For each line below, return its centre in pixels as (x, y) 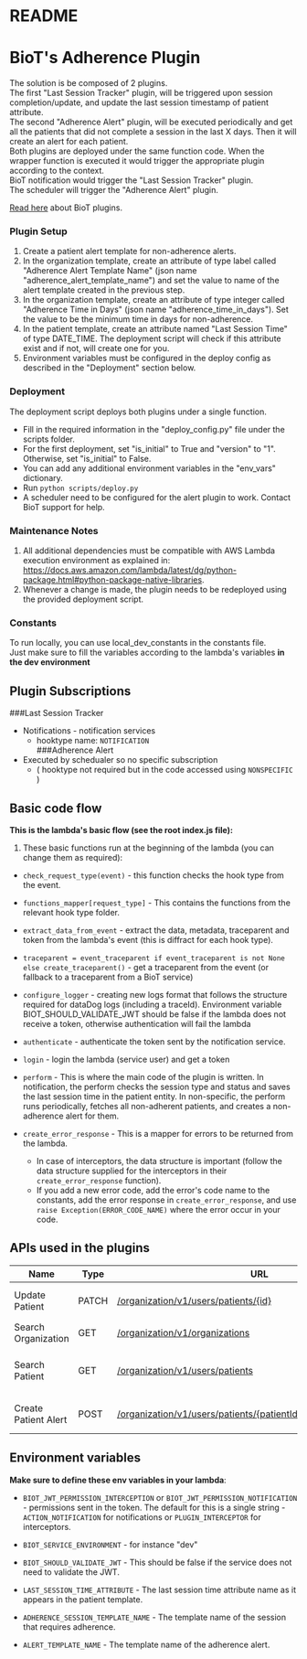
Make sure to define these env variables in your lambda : (118, 1480)
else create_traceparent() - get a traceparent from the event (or (146, 967)
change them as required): (73, 857)
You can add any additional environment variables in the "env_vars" (149, 468)
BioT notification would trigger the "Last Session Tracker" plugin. (132, 180)
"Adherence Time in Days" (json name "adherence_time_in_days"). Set (156, 310)
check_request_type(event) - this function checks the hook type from (153, 875)
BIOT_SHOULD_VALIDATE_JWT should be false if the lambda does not (154, 1014)
